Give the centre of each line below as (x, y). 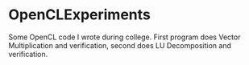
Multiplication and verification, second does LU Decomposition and (120, 45)
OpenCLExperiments (79, 15)
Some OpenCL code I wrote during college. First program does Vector (124, 37)
